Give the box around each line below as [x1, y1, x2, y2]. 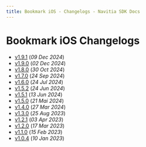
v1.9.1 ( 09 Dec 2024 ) [14, 54, 64, 61]
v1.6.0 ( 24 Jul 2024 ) [14, 78, 63, 85]
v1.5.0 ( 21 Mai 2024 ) [14, 97, 64, 104]
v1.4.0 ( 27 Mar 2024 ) [14, 103, 66, 111]
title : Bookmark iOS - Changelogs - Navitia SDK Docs [6, 8, 141, 15]
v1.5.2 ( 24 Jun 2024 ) [14, 85, 66, 92]
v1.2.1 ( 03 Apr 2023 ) [14, 116, 64, 123]
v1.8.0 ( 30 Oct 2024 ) [14, 66, 65, 73]
